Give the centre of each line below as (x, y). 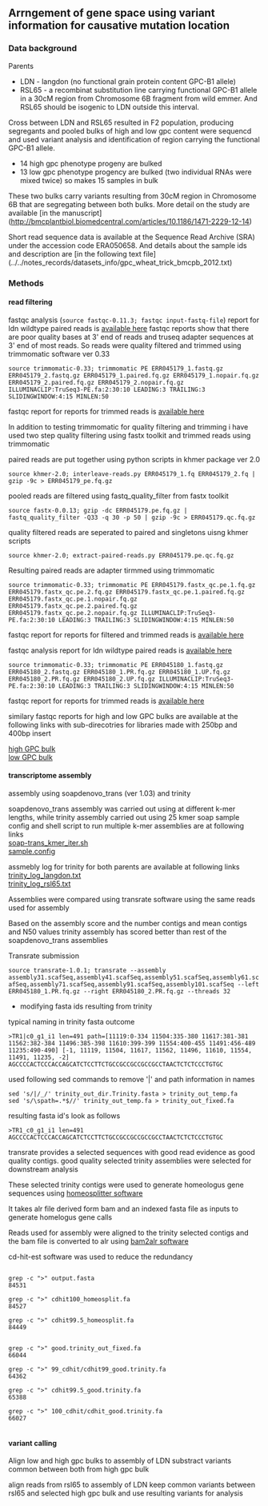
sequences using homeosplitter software (76, 1193)
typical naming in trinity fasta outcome (72, 1022)
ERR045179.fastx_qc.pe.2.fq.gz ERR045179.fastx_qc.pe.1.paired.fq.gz (127, 592)
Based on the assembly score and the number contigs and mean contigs (128, 924)
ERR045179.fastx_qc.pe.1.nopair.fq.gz (73, 599)
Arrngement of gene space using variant (112, 13)
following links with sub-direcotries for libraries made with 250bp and (123, 725)
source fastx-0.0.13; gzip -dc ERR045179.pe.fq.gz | (98, 510)
